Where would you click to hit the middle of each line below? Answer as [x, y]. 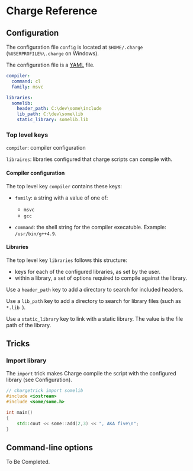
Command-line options [50, 448]
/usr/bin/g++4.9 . [36, 233]
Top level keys [27, 135]
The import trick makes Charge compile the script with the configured [91, 374]
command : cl [26, 81]
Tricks [18, 344]
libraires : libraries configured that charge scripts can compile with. [89, 159]
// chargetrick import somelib [45, 391]
